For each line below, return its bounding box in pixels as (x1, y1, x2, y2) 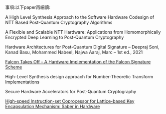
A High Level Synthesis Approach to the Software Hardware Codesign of (5, 14, 155, 20)
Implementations (5, 79, 40, 85)
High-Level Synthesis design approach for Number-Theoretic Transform (5, 74, 154, 79)
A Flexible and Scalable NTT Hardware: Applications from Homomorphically (5, 29, 161, 35)
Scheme (5, 64, 22, 70)
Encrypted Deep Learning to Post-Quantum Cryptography (5, 34, 124, 40)
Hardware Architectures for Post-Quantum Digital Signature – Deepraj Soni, (5, 44, 160, 50)
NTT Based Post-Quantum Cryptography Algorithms (5, 19, 113, 25)
